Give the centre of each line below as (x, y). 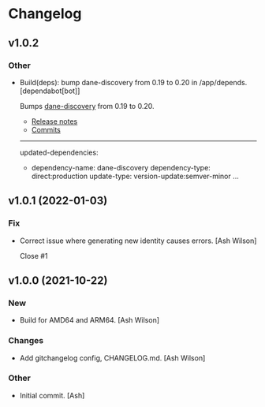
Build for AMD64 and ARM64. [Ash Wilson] (90, 320)
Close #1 (34, 256)
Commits (46, 129)
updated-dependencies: (59, 152)
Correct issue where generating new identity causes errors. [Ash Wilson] (138, 241)
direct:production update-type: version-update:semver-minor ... (135, 176)
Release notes (54, 121)
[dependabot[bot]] (50, 91)
